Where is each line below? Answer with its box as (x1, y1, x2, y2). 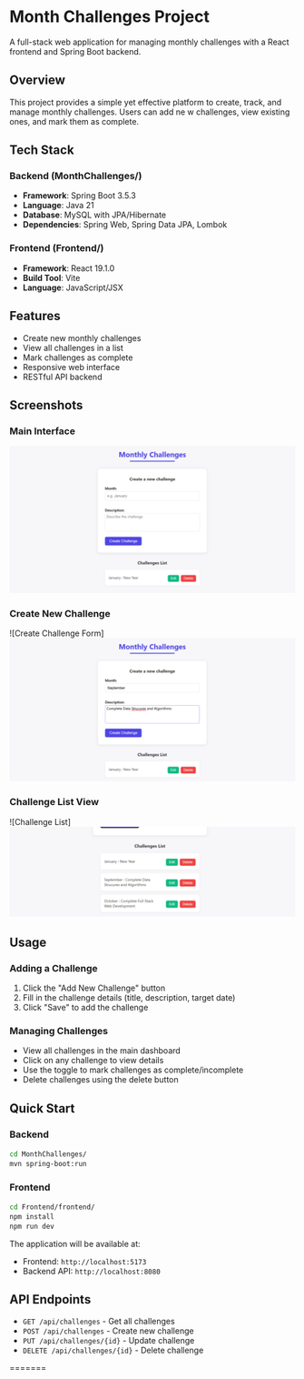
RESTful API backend (22, 371, 103, 382)
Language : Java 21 (22, 200, 94, 211)
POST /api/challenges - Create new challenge (22, 1325, 194, 1336)
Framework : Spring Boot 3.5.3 (22, 190, 136, 201)
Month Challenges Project (9, 6, 211, 27)
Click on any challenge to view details (22, 1055, 164, 1066)
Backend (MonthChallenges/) (9, 170, 142, 183)
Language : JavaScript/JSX (22, 282, 124, 293)
